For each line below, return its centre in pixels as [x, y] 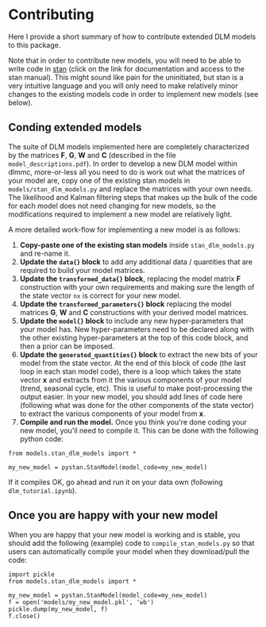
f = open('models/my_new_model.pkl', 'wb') [81, 602]
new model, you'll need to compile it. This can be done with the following [139, 430]
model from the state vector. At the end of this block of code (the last [133, 363]
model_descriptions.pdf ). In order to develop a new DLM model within [123, 163]
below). [21, 102]
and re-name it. [45, 253]
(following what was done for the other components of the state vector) [137, 405]
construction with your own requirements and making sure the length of [137, 287]
